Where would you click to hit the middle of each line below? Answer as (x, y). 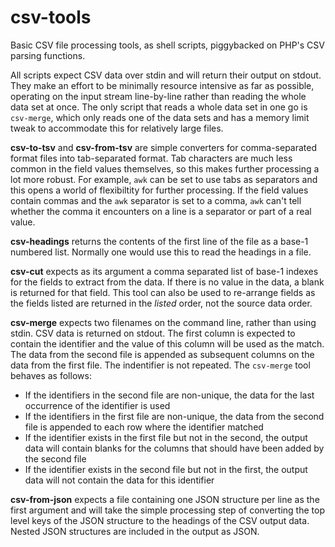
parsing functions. (48, 55)
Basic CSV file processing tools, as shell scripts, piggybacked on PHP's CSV (167, 45)
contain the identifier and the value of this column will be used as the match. (167, 343)
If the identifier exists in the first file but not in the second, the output (166, 437)
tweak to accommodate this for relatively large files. (117, 128)
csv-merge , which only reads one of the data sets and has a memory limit (160, 117)
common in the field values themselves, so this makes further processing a (165, 168)
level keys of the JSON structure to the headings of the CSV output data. (160, 520)
